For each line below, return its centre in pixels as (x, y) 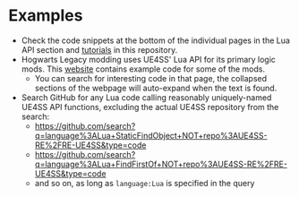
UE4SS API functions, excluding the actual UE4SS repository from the (150, 107)
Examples (46, 16)
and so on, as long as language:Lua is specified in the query (145, 183)
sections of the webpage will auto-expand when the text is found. (156, 88)
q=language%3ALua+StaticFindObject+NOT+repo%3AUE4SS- (151, 135)
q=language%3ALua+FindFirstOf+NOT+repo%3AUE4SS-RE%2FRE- (161, 164)
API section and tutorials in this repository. (99, 49)
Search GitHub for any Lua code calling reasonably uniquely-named (146, 97)
